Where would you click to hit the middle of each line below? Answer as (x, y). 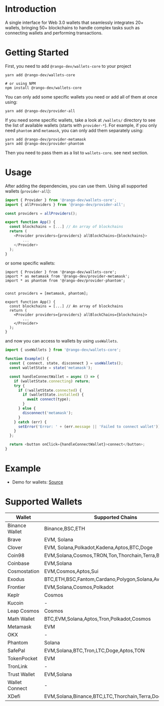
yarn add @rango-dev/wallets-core (40, 75)
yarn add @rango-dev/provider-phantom (44, 143)
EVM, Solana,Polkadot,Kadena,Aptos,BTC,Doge (98, 547)
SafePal (16, 650)
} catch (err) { (31, 422)
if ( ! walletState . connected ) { (50, 390)
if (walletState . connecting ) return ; (52, 381)
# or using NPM (20, 83)
